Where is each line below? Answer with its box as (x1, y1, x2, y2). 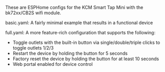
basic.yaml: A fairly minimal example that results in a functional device (5, 20, 153, 26)
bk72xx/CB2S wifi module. (5, 10, 61, 16)
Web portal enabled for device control (12, 61, 93, 67)
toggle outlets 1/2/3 (12, 45, 54, 51)
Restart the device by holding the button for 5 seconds (12, 51, 128, 56)
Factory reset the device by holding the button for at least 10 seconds (12, 56, 159, 62)
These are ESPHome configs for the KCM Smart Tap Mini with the (5, 5, 144, 10)
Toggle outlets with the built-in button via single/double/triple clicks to (12, 39, 160, 45)
